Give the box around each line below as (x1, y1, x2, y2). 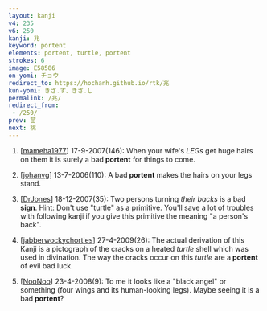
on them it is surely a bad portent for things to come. (19, 154, 195, 164)
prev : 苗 (8, 117, 36, 125)
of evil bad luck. (19, 260, 74, 270)
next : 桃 (8, 124, 36, 132)
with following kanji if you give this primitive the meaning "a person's (19, 211, 249, 221)
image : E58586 (8, 64, 56, 72)
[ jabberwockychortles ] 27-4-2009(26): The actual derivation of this (19, 235, 245, 245)
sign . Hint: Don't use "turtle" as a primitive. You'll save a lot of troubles (19, 203, 254, 212)
